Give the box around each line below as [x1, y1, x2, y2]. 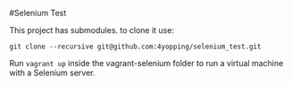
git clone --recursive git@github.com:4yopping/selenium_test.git [9, 42, 262, 51]
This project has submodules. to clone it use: [9, 25, 174, 35]
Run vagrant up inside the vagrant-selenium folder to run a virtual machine [9, 58, 284, 68]
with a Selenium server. [9, 67, 96, 78]
